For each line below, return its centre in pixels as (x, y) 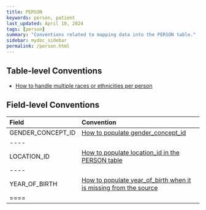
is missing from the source (120, 187)
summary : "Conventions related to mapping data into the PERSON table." (101, 35)
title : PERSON (25, 12)
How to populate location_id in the (131, 152)
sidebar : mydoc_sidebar (37, 40)
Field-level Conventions (53, 105)
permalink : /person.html (38, 47)
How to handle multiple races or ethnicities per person (84, 86)
